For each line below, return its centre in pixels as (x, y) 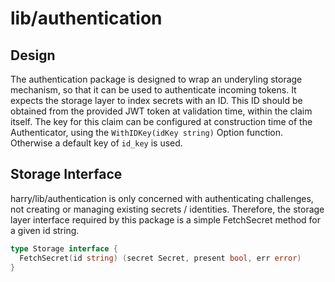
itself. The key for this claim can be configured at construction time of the (161, 121)
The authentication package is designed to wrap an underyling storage (156, 79)
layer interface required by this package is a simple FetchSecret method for (166, 219)
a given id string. (45, 230)
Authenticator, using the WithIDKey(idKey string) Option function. (147, 132)
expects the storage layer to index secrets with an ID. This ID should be (156, 100)
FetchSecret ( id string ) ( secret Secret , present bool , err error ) (160, 258)
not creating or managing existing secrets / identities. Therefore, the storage (167, 209)
